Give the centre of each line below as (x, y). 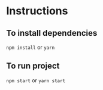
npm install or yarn (31, 47)
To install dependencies (52, 33)
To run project (33, 66)
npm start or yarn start (36, 80)
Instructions (37, 11)
